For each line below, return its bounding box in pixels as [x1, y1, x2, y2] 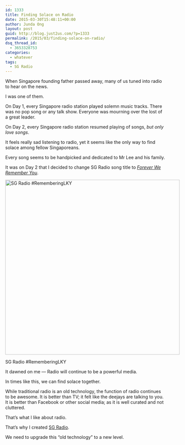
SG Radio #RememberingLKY [5, 359, 67, 365]
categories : [5, 50, 30, 55]
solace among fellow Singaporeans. [5, 144, 80, 151]
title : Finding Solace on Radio [5, 12, 73, 17]
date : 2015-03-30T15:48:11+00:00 [5, 17, 76, 22]
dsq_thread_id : [5, 41, 38, 46]
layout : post [5, 26, 33, 32]
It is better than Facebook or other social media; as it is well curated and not [5, 399, 164, 405]
